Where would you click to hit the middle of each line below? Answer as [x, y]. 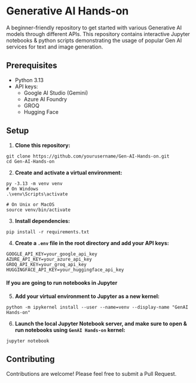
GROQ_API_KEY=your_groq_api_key [46, 264]
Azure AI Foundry [45, 99]
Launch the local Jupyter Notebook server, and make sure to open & [101, 323]
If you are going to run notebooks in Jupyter [62, 283]
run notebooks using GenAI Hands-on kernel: [70, 330]
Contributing [30, 359]
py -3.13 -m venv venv [34, 183]
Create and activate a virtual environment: [68, 173]
